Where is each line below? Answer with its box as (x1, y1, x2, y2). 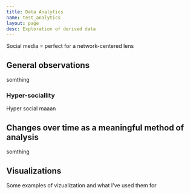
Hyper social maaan (6, 105, 56, 112)
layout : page (6, 20, 39, 26)
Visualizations (6, 166, 62, 176)
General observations (6, 60, 90, 70)
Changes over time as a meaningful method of (6, 122, 185, 133)
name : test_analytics (6, 15, 61, 21)
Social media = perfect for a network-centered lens (6, 42, 134, 50)
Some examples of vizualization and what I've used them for (6, 181, 157, 189)
